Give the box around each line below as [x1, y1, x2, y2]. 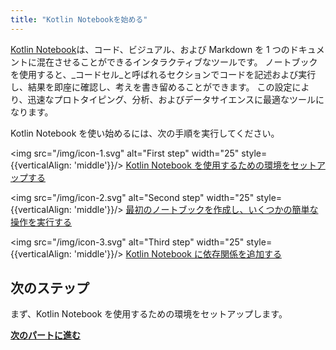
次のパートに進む [10, 329, 81, 341]
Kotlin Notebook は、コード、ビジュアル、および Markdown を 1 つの [10, 43, 290, 55]
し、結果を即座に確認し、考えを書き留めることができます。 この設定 [10, 81, 293, 93]
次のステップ [10, 280, 90, 297]
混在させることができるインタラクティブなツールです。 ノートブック [36, 56, 318, 68]
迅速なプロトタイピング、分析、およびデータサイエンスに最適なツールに [27, 93, 325, 105]
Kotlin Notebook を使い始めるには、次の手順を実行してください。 [10, 127, 280, 139]
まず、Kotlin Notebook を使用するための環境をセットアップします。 [10, 308, 288, 320]
